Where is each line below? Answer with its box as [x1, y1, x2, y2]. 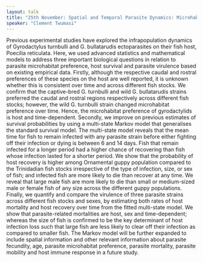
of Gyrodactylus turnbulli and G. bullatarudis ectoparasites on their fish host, [6, 43, 197, 50]
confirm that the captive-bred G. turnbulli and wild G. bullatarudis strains [6, 88, 187, 96]
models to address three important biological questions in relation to [6, 56, 176, 64]
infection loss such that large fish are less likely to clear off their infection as [6, 223, 196, 231]
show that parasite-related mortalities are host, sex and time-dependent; [6, 210, 187, 218]
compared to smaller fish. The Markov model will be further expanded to [6, 229, 187, 237]
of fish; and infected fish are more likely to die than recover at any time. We [6, 172, 193, 179]
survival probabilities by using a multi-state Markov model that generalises [6, 120, 192, 128]
